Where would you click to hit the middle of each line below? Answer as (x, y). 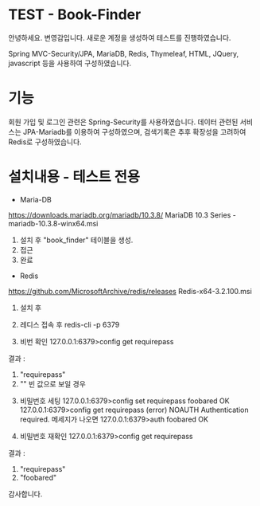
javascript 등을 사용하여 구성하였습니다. (70, 63)
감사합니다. (25, 494)
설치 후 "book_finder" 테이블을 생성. (76, 240)
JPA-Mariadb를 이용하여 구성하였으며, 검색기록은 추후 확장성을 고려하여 (134, 131)
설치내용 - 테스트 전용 (74, 177)
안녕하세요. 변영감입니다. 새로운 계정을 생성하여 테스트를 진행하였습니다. (120, 37)
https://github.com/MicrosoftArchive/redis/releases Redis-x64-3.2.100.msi (130, 291)
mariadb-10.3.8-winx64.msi (53, 223)
